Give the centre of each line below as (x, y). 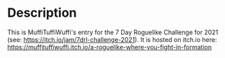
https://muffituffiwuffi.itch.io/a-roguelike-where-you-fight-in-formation (110, 47)
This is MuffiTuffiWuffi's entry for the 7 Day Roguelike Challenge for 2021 (113, 32)
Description (42, 13)
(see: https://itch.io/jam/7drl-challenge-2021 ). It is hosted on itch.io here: (112, 39)
